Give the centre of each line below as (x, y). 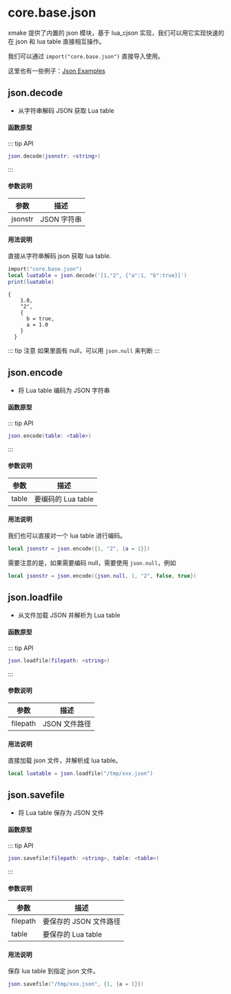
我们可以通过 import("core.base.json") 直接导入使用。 (86, 56)
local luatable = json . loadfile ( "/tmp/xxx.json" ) (81, 774)
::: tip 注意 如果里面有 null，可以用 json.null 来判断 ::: (84, 350)
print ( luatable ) (31, 282)
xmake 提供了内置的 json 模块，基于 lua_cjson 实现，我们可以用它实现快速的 (116, 33)
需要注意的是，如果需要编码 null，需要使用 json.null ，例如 (92, 563)
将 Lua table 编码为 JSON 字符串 (64, 390)
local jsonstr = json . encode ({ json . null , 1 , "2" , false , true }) (102, 576)
